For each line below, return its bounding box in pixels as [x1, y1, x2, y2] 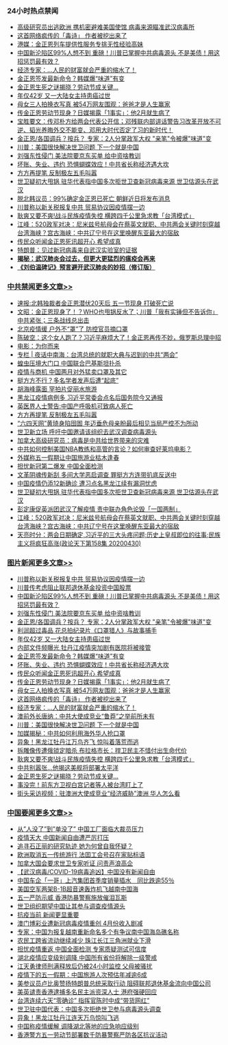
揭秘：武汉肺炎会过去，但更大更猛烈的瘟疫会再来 [16, 255, 155, 263]
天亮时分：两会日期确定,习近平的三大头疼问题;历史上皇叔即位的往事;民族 [16, 530, 221, 539]
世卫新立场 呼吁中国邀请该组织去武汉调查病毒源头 [16, 427, 157, 436]
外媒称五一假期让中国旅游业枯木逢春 [16, 453, 120, 461]
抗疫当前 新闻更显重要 [16, 911, 79, 919]
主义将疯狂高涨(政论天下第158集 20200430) [16, 539, 142, 547]
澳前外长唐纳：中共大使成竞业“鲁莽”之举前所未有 [16, 712, 155, 720]
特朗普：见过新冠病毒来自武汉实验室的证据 [16, 246, 138, 255]
